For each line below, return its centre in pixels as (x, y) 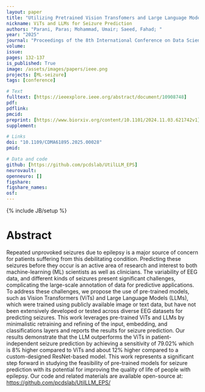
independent (22, 343)
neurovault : (21, 170)
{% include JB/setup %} (37, 211)
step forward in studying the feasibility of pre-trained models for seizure (97, 363)
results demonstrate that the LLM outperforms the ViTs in (78, 337)
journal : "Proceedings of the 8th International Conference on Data (95, 40)
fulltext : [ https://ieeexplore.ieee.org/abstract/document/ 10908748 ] (97, 97)
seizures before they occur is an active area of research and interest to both (102, 265)
